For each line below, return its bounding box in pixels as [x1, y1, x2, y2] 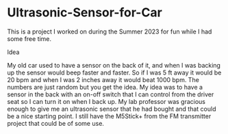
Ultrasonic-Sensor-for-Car [7, 5, 162, 21]
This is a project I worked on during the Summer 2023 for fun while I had [7, 27, 212, 36]
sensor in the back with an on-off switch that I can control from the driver [7, 90, 214, 98]
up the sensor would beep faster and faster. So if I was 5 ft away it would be [7, 68, 222, 77]
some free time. [7, 34, 52, 42]
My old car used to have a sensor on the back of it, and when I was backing [7, 61, 221, 69]
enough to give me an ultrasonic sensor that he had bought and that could [7, 105, 216, 113]
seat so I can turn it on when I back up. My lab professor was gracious [7, 97, 205, 105]
